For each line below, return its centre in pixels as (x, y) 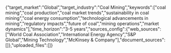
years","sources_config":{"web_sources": (117, 29)
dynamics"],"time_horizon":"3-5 (39, 29)
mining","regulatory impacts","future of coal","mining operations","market (82, 23)
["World (14, 34)
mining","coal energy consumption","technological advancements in (77, 18)
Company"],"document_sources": (130, 40)
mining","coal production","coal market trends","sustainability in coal (77, 13)
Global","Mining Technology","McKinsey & (49, 40)
